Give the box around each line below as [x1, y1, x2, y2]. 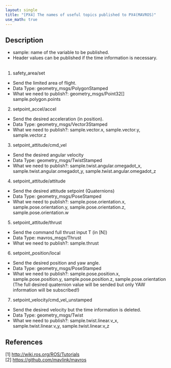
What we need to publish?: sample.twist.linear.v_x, [12, 318, 119, 324]
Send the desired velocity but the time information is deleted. [12, 307, 141, 313]
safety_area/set [12, 70, 45, 76]
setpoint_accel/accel [12, 106, 57, 112]
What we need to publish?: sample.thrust [12, 240, 99, 246]
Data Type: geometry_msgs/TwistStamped [12, 157, 102, 164]
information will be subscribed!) [12, 287, 80, 293]
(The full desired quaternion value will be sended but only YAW [12, 281, 145, 288]
